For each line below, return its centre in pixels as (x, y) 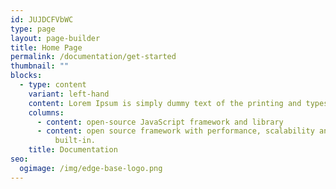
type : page (33, 29)
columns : (46, 112)
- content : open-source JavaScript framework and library (160, 122)
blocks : (26, 76)
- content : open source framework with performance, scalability (175, 131)
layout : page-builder (55, 38)
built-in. (75, 141)
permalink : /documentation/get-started (93, 57)
